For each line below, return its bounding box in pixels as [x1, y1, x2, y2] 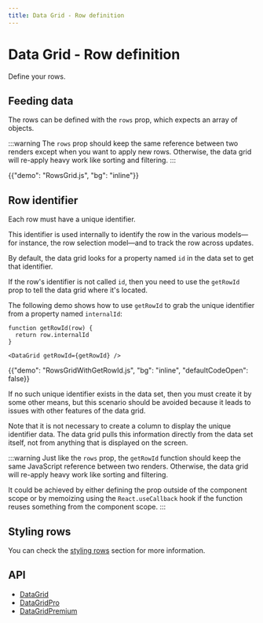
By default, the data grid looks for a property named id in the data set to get [8, 254, 254, 263]
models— [217, 230, 249, 239]
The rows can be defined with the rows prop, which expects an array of [8, 115, 238, 124]
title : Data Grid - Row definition [8, 11, 125, 20]
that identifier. [8, 261, 53, 272]
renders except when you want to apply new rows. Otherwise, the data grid [8, 147, 252, 157]
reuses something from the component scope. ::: [8, 502, 166, 512]
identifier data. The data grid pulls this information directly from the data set [8, 430, 254, 439]
